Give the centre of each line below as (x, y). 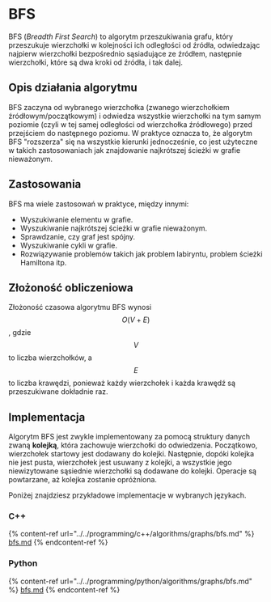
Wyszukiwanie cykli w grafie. (68, 245)
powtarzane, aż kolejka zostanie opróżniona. (83, 480)
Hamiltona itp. (43, 262)
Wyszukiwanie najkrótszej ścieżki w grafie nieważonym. (114, 228)
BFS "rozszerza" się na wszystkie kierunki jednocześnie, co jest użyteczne (133, 142)
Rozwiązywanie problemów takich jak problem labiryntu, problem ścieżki (141, 254)
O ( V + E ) (136, 320)
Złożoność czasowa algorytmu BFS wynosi (80, 307)
